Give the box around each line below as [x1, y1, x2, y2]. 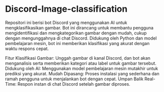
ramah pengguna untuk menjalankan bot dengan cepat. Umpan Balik [5, 76, 143, 82]
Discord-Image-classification [5, 3, 128, 15]
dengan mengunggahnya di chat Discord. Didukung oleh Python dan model [5, 35, 157, 41]
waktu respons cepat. [5, 46, 49, 51]
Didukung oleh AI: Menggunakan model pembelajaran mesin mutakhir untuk [5, 65, 158, 71]
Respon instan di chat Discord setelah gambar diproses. [17, 81, 131, 87]
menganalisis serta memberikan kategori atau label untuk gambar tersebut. [5, 60, 157, 66]
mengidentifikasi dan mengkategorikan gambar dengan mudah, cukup [5, 30, 147, 36]
